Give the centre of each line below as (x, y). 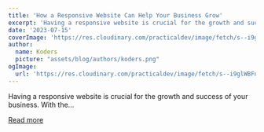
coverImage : (27, 37)
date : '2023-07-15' (40, 30)
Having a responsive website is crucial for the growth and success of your (128, 96)
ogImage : (22, 67)
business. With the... (41, 104)
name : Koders (37, 52)
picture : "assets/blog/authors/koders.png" (87, 60)
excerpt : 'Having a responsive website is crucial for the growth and (126, 23)
